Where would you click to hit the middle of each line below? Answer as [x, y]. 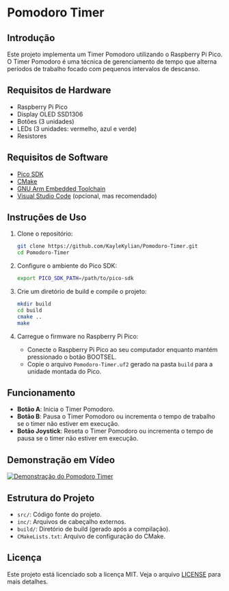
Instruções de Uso [47, 217]
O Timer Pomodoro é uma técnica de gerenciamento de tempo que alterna [112, 62]
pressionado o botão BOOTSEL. [72, 357]
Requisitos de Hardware [59, 90]
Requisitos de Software [58, 158]
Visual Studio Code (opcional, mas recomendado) [87, 196]
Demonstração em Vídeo [61, 460]
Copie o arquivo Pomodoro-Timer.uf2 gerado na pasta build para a [120, 364]
